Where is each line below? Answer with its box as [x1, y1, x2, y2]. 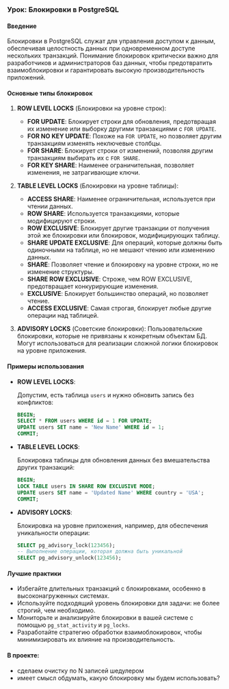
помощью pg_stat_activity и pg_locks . [16, 621, 130, 629]
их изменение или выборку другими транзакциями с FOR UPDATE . [27, 125, 217, 133]
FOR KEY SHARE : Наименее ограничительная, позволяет [27, 161, 195, 169]
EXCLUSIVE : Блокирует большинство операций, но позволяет [27, 290, 208, 298]
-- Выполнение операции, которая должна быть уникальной [16, 548, 183, 555]
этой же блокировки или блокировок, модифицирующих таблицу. [27, 231, 220, 240]
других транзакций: [16, 464, 75, 472]
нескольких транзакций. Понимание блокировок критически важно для [7, 51, 219, 60]
